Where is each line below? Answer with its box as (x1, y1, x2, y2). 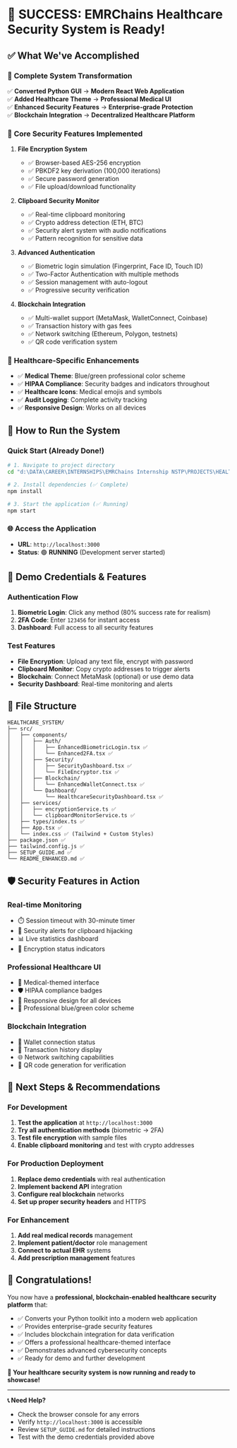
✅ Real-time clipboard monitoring (28, 210, 126, 219)
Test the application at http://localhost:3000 (17, 1118, 153, 1127)
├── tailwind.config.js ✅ (7, 842, 85, 850)
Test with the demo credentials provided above (17, 1432, 155, 1441)
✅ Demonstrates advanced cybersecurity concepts (17, 1345, 167, 1354)
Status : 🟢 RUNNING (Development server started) (17, 548, 166, 556)
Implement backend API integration (17, 1182, 123, 1191)
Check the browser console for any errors (17, 1410, 140, 1418)
